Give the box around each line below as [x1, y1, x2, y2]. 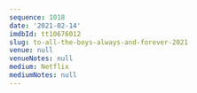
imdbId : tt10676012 [9, 29, 82, 38]
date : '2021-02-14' [9, 21, 82, 30]
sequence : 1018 [9, 12, 66, 22]
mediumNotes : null [9, 71, 77, 80]
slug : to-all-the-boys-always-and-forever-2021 [9, 37, 189, 47]
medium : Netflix [9, 63, 69, 72]
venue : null [9, 46, 53, 55]
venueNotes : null [9, 54, 74, 63]
